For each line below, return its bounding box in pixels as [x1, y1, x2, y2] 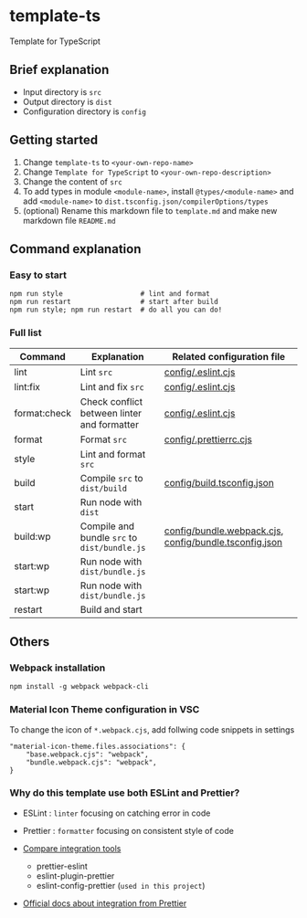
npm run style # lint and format [9, 290, 210, 299]
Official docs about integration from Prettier [22, 897, 187, 909]
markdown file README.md [22, 215, 116, 226]
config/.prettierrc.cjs [164, 433, 253, 446]
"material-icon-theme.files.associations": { [9, 742, 185, 751]
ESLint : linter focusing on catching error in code [22, 807, 211, 818]
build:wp [14, 530, 51, 543]
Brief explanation [9, 62, 110, 78]
